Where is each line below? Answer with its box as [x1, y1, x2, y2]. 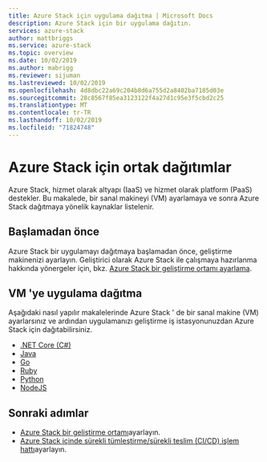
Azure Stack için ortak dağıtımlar [8, 158, 232, 176]
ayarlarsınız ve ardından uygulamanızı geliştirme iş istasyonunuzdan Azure [8, 316, 255, 326]
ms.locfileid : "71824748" [8, 124, 95, 132]
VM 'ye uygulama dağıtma [8, 286, 143, 300]
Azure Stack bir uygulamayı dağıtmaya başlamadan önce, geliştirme [8, 246, 233, 256]
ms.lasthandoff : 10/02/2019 [8, 116, 103, 124]
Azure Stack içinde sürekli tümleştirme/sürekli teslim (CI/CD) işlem [19, 436, 240, 446]
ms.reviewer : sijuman [8, 71, 81, 79]
